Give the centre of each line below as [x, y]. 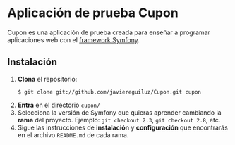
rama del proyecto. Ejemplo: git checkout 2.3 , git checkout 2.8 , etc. [119, 120]
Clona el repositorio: [47, 79]
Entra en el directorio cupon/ [59, 105]
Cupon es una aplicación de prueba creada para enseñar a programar [109, 32]
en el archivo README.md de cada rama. [73, 134]
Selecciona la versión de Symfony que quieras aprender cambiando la [119, 112]
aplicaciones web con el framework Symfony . [73, 39]
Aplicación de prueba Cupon [93, 13]
